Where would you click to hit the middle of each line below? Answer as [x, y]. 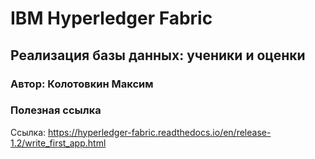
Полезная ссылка [56, 110]
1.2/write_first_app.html [58, 143]
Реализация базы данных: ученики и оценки [158, 55]
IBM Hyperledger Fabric [111, 18]
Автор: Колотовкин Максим [82, 84]
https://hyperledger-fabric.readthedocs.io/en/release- [160, 132]
